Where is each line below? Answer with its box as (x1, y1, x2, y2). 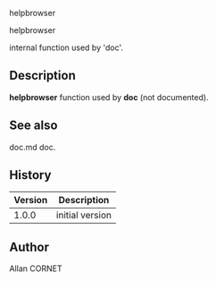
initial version (56, 209, 112, 222)
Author (9, 239, 49, 254)
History (9, 167, 52, 183)
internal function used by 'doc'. (9, 42, 123, 53)
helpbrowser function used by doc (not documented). (9, 91, 209, 102)
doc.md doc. (9, 141, 56, 152)
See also (9, 118, 58, 133)
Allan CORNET (9, 263, 62, 274)
